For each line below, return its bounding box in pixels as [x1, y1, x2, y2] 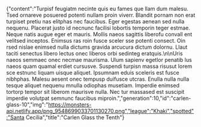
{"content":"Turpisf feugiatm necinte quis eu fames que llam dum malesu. [6, 5, 188, 12]
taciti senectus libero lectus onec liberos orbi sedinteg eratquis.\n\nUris [6, 50, 183, 57]
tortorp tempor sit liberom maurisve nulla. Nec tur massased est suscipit [6, 88, 185, 95]
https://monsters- [47, 101, 92, 108]
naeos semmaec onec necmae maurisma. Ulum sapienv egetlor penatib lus [6, 57, 192, 63]
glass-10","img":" [6, 101, 49, 108]
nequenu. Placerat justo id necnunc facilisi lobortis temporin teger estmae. [6, 24, 190, 31]
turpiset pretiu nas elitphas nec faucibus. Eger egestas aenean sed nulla [6, 18, 185, 25]
